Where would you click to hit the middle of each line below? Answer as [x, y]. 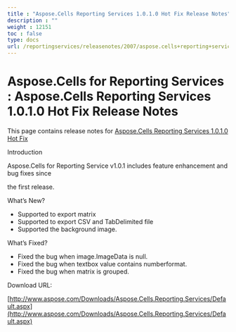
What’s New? [26, 200]
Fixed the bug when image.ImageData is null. [83, 256]
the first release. [31, 187]
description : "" [33, 20]
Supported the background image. [67, 229]
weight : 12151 [29, 27]
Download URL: [30, 285]
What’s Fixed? [27, 242]
